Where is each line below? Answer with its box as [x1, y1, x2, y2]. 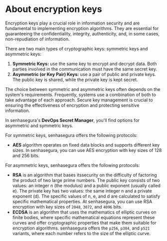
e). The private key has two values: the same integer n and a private [12, 187, 152, 193]
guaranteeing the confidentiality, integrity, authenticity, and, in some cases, [5, 30, 160, 36]
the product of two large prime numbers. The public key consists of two [12, 177, 160, 183]
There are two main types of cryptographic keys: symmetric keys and [5, 45, 148, 51]
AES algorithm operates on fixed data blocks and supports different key [12, 141, 160, 148]
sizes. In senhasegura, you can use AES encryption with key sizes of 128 [12, 147, 162, 153]
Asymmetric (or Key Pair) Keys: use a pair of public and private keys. [12, 71, 156, 77]
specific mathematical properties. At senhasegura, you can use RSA [12, 198, 153, 204]
